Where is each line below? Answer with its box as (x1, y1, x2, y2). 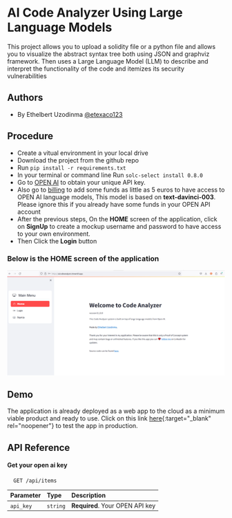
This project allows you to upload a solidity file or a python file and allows (7, 42, 216, 50)
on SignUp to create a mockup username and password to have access (17, 222, 222, 230)
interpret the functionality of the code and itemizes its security (7, 64, 185, 73)
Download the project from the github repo (17, 156, 139, 164)
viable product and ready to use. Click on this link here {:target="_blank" (7, 414, 212, 423)
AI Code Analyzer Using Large (7, 5, 183, 21)
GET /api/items (13, 477, 57, 484)
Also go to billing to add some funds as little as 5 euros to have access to (17, 185, 225, 194)
